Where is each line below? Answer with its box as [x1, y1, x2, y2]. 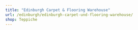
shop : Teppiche [5, 17, 38, 22]
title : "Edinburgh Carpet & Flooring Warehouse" [5, 7, 111, 13]
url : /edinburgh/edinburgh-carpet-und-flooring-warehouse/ [5, 12, 133, 17]
